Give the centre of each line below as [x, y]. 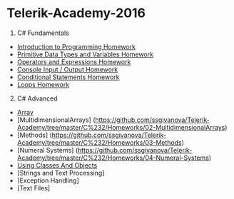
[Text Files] [34, 188]
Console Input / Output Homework [67, 69]
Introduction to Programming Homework [76, 46]
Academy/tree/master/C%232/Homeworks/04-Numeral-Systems [113, 158]
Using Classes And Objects [57, 165]
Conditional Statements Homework [68, 77]
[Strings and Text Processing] [61, 173]
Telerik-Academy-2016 [76, 13]
